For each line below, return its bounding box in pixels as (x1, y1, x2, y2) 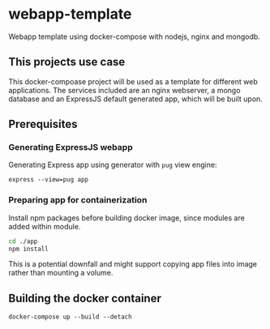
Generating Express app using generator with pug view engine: (8, 160, 217, 170)
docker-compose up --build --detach (8, 313, 132, 321)
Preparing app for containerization (8, 194, 148, 206)
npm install (8, 245, 49, 253)
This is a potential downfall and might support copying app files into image (8, 259, 258, 269)
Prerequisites (8, 117, 78, 131)
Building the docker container (8, 291, 162, 305)
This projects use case (8, 55, 126, 69)
